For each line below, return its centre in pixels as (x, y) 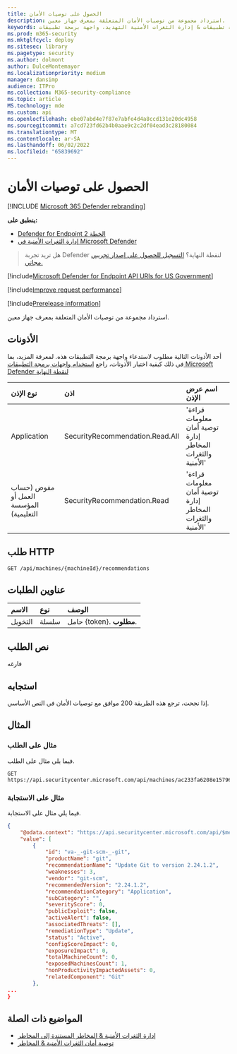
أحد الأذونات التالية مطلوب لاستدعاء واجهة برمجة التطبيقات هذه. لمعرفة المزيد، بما (115, 356)
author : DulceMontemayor (44, 66)
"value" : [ (36, 839)
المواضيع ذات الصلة (45, 1019)
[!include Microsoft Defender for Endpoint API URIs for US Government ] (110, 276)
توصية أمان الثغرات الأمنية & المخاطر (66, 1043)
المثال (19, 725)
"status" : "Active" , (75, 937)
